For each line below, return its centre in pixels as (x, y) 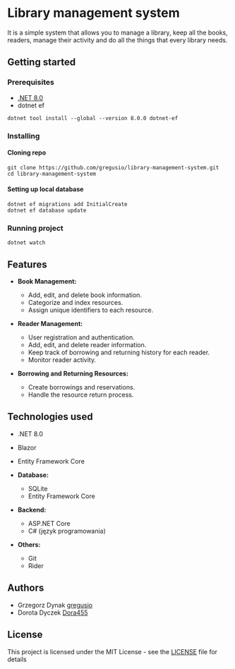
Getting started (42, 62)
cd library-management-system (52, 174)
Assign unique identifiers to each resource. (91, 310)
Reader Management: (50, 324)
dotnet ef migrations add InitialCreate (68, 204)
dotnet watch (26, 243)
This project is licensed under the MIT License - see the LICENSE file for (112, 651)
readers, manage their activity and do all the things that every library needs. (117, 40)
